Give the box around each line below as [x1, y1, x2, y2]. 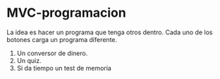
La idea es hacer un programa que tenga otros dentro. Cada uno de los [6, 28, 213, 36]
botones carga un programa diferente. [6, 35, 118, 43]
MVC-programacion [6, 5, 126, 21]
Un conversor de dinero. [16, 49, 88, 57]
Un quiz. [16, 56, 42, 64]
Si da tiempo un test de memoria [16, 64, 112, 72]
